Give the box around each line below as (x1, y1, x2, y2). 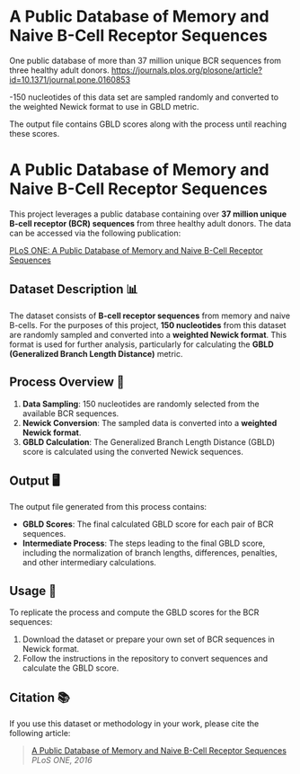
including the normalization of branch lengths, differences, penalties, (22, 547, 278, 558)
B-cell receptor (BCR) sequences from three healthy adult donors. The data (9, 218, 292, 228)
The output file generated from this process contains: (9, 502, 207, 512)
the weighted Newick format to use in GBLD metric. (9, 101, 199, 111)
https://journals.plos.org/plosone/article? (110, 65, 263, 76)
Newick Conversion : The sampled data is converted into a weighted (22, 417, 278, 428)
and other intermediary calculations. (22, 557, 157, 568)
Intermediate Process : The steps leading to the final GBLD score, (22, 538, 266, 549)
